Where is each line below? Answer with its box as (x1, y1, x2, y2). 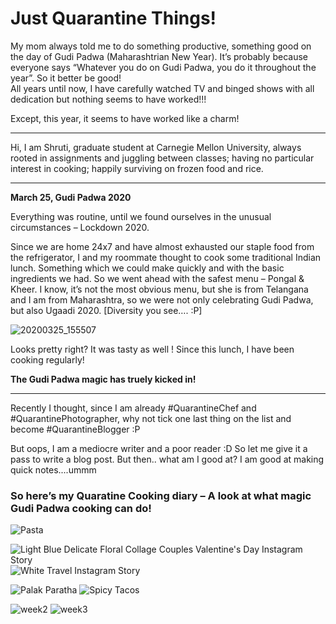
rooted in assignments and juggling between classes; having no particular (10, 152, 315, 164)
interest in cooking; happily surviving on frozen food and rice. (10, 162, 264, 174)
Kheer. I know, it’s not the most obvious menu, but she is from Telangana (10, 283, 309, 295)
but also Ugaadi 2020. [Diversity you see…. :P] (10, 304, 203, 316)
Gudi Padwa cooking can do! (10, 501, 152, 515)
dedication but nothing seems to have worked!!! (10, 93, 207, 105)
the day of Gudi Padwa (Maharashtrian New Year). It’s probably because (10, 50, 308, 62)
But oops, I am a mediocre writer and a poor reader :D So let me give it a (10, 442, 308, 454)
